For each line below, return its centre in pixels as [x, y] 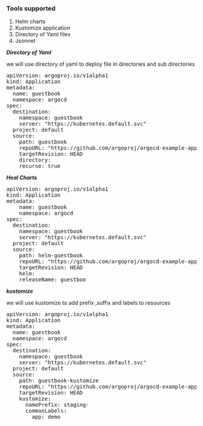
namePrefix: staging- [57, 405]
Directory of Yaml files [43, 34]
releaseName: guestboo [53, 280]
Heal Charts [22, 178]
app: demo [46, 417]
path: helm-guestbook [51, 256]
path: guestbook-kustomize [59, 381]
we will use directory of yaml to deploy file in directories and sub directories [101, 64]
